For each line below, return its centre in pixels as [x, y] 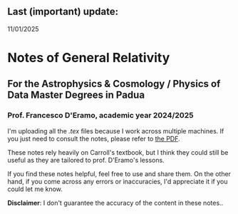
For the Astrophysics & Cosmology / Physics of [114, 84]
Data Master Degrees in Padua [76, 95]
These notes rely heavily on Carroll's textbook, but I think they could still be [118, 152]
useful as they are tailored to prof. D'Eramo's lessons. [86, 160]
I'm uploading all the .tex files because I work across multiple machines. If [116, 131]
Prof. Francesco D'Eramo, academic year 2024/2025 [100, 116]
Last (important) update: [63, 12]
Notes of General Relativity [89, 58]
